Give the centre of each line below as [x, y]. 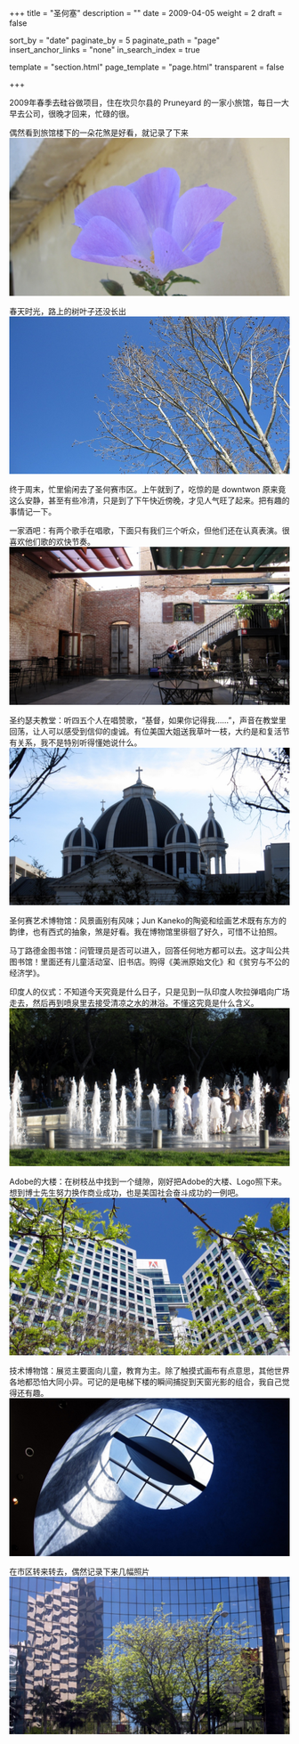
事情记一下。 [32, 511]
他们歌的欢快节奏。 [60, 542]
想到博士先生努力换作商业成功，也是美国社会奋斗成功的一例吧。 [126, 1192]
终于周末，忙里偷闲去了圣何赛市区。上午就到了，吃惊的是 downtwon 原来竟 [148, 489]
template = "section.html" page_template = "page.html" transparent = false [147, 67]
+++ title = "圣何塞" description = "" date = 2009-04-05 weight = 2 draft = [146, 13]
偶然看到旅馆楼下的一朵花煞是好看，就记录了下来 [99, 133]
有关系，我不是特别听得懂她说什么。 [76, 742]
